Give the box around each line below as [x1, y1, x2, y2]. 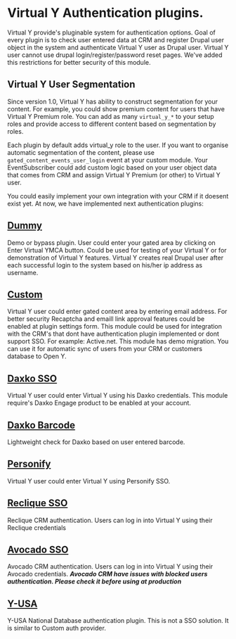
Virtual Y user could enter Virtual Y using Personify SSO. [7, 476, 171, 485]
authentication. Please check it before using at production [7, 577, 182, 586]
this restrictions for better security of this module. [7, 58, 151, 66]
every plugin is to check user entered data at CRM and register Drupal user [7, 35, 225, 44]
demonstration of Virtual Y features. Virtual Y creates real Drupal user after [7, 253, 223, 262]
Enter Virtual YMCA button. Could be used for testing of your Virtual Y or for [7, 246, 227, 254]
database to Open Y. [7, 352, 67, 360]
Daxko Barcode [7, 419, 76, 431]
